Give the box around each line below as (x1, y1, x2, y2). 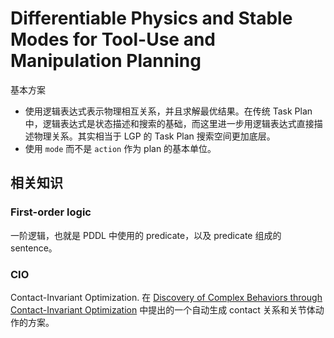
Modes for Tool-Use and (10, 28, 217, 51)
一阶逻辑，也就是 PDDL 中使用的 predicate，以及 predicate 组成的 (10, 229, 282, 241)
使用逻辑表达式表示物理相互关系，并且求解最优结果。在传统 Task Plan (24, 105, 313, 117)
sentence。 (10, 242, 58, 254)
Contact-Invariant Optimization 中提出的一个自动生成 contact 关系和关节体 (10, 303, 316, 316)
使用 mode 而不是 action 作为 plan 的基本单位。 (24, 142, 217, 154)
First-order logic (10, 205, 92, 219)
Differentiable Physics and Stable (10, 7, 293, 30)
